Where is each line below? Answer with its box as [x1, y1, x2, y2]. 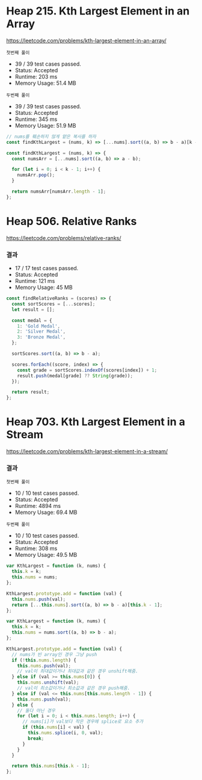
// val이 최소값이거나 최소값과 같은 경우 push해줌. [17, 685, 130, 692]
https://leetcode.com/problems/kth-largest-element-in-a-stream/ [6, 448, 168, 455]
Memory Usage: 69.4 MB [14, 509, 78, 516]
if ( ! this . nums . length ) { [11, 657, 77, 663]
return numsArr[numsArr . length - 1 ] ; [11, 188, 106, 195]
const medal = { [11, 317, 52, 323]
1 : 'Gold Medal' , [17, 323, 61, 329]
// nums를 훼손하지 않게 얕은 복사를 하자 [6, 134, 97, 140]
